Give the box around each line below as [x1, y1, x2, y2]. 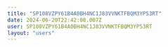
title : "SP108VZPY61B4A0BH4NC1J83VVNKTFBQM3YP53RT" [7, 10, 162, 17]
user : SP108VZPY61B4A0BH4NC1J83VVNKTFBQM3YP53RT [7, 23, 153, 30]
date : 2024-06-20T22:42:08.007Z [7, 17, 102, 23]
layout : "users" [7, 29, 55, 37]
